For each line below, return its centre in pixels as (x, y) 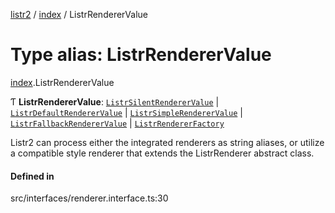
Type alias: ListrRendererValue (141, 55)
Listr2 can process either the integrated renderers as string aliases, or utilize (167, 142)
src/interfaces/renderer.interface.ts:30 (89, 198)
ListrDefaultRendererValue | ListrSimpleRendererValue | (126, 112)
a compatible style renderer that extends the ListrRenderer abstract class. (162, 153)
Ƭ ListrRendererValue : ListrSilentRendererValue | (115, 101)
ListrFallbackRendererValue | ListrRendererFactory (117, 123)
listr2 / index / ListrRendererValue (79, 14)
